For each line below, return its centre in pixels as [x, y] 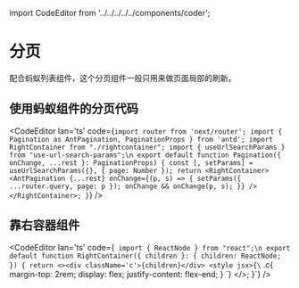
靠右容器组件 [45, 225]
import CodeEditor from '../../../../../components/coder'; [110, 13]
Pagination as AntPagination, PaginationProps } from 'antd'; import [141, 139]
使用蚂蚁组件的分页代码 [74, 109]
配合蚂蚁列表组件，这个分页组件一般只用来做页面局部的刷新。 [123, 78]
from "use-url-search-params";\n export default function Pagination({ [145, 155]
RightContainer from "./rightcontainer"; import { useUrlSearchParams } [147, 147]
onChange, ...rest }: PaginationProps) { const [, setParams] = [131, 163]
